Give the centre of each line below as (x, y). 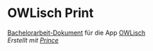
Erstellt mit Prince (33, 40)
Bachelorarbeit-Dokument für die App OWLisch (76, 33)
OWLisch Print (51, 13)
